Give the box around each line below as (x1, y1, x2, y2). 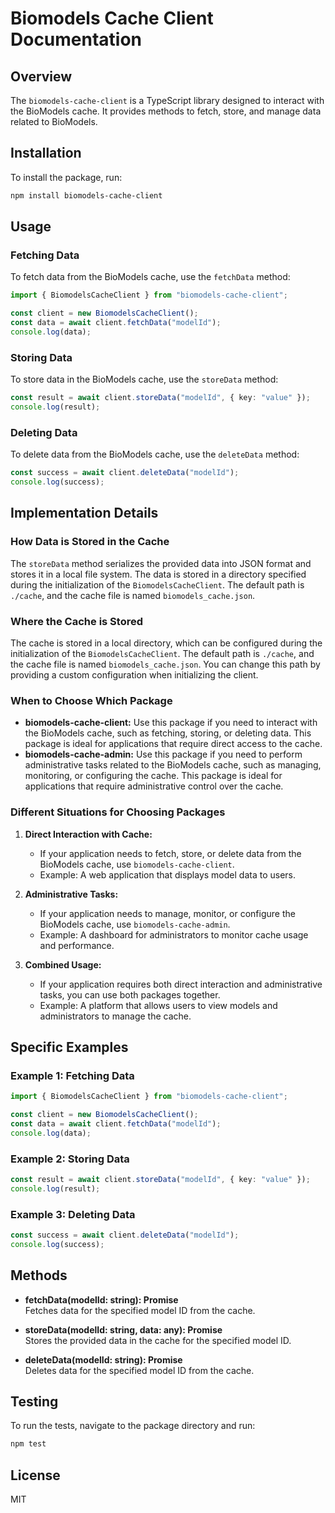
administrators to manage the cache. (39, 1010, 192, 1022)
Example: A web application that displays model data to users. (39, 868, 297, 881)
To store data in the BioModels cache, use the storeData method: (10, 373, 279, 386)
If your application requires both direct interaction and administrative (39, 978, 323, 990)
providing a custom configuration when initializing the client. (10, 668, 259, 681)
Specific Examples (10, 1038, 129, 1056)
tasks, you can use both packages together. (39, 988, 221, 1001)
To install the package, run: (10, 171, 123, 183)
